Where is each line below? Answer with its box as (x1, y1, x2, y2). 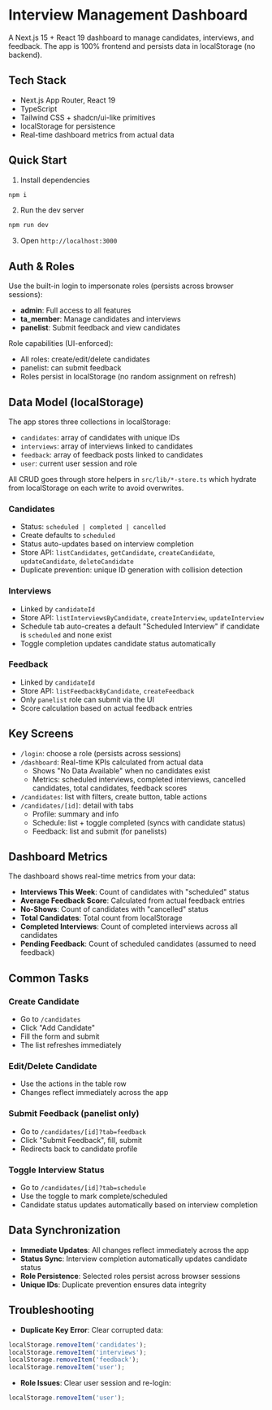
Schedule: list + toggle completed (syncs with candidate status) (32, 817, 246, 827)
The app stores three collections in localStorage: (8, 417, 171, 427)
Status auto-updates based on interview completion (19, 539, 195, 549)
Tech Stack (8, 73, 67, 87)
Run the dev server (19, 205, 84, 215)
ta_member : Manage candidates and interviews (19, 314, 181, 324)
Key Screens (8, 727, 75, 741)
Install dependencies (19, 175, 91, 185)
